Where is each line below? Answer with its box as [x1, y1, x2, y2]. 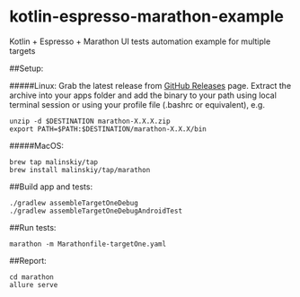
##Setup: [9, 63, 44, 74]
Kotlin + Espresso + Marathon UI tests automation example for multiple [9, 36, 271, 47]
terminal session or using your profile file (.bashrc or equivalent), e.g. [9, 99, 265, 109]
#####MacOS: [9, 140, 65, 151]
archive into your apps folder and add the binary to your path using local [9, 90, 277, 100]
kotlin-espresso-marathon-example [9, 6, 285, 27]
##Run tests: [9, 222, 57, 232]
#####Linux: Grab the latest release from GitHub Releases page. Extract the [9, 80, 292, 91]
